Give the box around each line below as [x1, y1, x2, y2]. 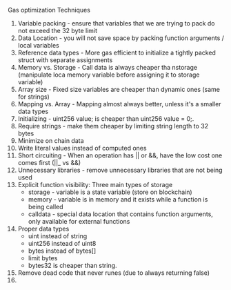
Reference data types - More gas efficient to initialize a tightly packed [17, 48, 217, 57]
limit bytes [28, 254, 58, 262]
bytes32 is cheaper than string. [28, 262, 117, 269]
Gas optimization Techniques [8, 6, 90, 14]
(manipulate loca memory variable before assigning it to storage [17, 70, 200, 79]
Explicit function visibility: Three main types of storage [17, 181, 173, 188]
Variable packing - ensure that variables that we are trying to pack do [17, 19, 215, 27]
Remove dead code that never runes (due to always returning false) [17, 269, 210, 277]
